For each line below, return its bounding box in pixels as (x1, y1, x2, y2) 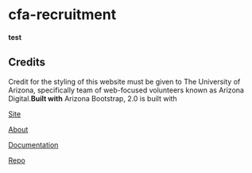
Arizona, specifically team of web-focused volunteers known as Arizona (8, 85, 245, 95)
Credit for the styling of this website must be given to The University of (8, 77, 241, 86)
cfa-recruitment (8, 6, 117, 24)
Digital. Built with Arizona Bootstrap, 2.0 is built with (8, 93, 177, 103)
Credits (8, 56, 46, 69)
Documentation (8, 140, 59, 149)
